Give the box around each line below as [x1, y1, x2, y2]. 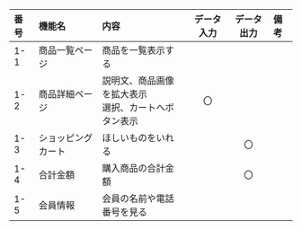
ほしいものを [102, 132, 157, 144]
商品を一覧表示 [102, 44, 166, 57]
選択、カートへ [102, 102, 166, 113]
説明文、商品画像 [102, 75, 175, 86]
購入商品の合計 [102, 162, 166, 174]
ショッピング [38, 132, 93, 144]
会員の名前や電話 [102, 192, 175, 205]
